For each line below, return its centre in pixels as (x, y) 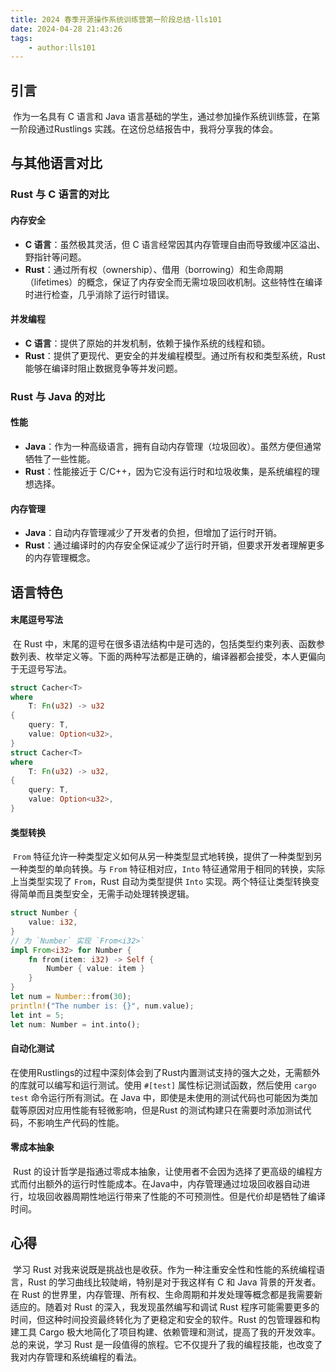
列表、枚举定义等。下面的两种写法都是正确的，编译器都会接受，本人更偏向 (172, 656)
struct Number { (44, 913)
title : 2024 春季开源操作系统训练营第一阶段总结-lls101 (116, 19)
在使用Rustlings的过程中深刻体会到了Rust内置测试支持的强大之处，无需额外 (165, 1072)
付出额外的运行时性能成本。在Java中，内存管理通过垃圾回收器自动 (164, 1183)
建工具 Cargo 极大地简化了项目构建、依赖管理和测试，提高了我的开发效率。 (165, 1332)
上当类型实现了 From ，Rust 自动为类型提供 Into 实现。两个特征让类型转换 (161, 882)
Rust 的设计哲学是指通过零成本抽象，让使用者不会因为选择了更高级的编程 (163, 1171)
